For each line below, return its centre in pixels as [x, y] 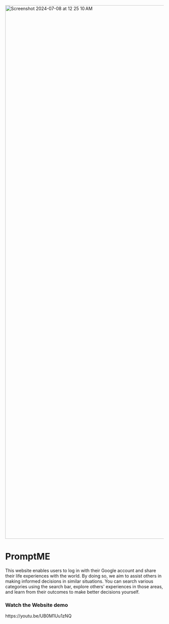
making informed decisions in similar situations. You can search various [79, 581]
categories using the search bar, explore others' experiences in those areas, [84, 586]
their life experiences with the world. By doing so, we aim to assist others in [83, 576]
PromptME [28, 557]
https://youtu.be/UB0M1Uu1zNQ [38, 616]
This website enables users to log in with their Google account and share [81, 570]
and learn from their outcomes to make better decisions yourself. [72, 592]
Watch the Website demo [37, 605]
